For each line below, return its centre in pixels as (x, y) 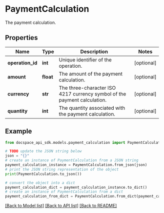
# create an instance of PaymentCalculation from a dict (64, 192)
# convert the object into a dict (40, 183)
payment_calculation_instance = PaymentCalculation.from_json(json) (76, 165)
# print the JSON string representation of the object (62, 169)
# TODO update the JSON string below (43, 151)
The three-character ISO (87, 88)
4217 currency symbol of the (92, 94)
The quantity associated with (92, 108)
